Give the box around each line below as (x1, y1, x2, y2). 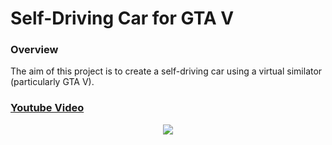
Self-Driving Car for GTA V (10, 7, 235, 30)
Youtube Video (10, 101, 85, 115)
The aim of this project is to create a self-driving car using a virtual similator (10, 65, 323, 77)
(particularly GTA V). (10, 76, 95, 88)
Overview (10, 43, 59, 57)
